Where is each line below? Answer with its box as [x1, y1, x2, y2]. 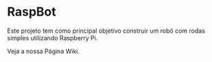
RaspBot [7, 4, 56, 20]
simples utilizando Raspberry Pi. [7, 33, 98, 42]
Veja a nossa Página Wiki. [7, 47, 80, 55]
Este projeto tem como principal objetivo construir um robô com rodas [7, 27, 206, 35]
